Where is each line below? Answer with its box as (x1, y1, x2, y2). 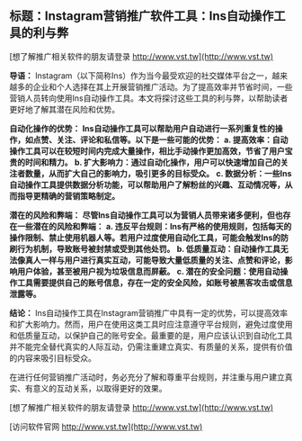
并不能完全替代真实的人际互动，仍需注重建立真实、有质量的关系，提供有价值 (9, 341, 293, 352)
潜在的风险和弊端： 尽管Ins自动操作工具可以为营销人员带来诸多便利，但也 (9, 210, 283, 220)
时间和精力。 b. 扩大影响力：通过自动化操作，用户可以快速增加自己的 (24, 157, 281, 167)
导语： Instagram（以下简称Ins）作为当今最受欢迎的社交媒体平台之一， (9, 70, 272, 81)
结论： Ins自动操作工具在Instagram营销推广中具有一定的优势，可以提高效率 (9, 307, 289, 318)
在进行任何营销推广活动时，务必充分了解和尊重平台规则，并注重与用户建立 (9, 372, 285, 382)
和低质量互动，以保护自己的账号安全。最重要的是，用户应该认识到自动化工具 (9, 329, 293, 340)
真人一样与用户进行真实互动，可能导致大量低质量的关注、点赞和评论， (24, 255, 285, 265)
